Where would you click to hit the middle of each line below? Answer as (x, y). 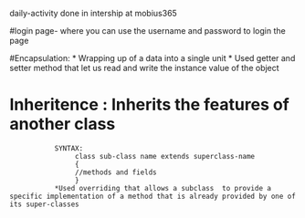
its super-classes (44, 204)
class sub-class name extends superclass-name (165, 156)
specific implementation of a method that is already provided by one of (153, 196)
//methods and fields (116, 172)
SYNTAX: (69, 148)
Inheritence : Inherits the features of (149, 105)
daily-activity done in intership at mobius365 (94, 13)
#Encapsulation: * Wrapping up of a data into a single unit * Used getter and (152, 58)
